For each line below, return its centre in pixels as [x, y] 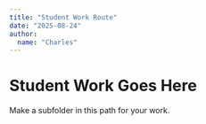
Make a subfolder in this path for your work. [90, 111]
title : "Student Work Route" [63, 17]
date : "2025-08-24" [45, 26]
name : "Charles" [47, 42]
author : [24, 34]
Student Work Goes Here [103, 86]
